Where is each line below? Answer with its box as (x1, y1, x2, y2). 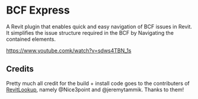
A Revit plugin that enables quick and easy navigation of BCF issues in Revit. (6, 23, 192, 30)
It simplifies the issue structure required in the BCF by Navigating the (6, 29, 174, 36)
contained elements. (6, 35, 56, 42)
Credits (6, 64, 34, 74)
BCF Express (6, 4, 70, 17)
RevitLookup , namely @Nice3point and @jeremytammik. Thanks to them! (6, 86, 184, 93)
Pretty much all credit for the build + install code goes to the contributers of (6, 80, 190, 87)
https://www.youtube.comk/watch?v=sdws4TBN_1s (6, 47, 132, 54)
